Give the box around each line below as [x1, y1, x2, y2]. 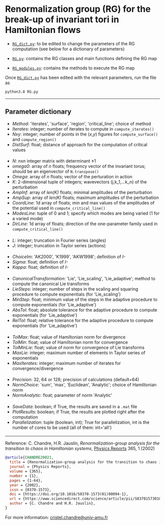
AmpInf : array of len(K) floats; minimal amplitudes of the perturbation [12, 190, 152, 196]
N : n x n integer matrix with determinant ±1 [12, 158, 96, 164]
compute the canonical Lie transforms [12, 281, 89, 287]
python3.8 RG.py [5, 89, 38, 94]
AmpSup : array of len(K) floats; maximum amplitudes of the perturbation [12, 195, 159, 200]
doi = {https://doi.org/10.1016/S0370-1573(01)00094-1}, [9, 492, 129, 497]
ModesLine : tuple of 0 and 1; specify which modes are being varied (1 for [12, 210, 160, 216]
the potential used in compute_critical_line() [12, 205, 106, 211]
